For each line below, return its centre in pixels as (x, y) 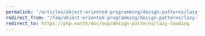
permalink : (20, 12)
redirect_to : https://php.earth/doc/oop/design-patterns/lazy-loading (98, 23)
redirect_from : (25, 18)
